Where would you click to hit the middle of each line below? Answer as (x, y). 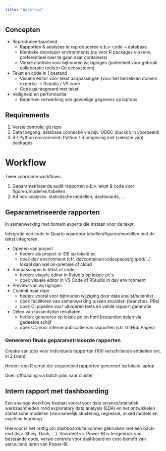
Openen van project (32, 249)
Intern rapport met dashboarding (57, 391)
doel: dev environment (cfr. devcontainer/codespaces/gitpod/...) (85, 259)
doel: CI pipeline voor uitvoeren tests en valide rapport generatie (85, 306)
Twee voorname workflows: (33, 177)
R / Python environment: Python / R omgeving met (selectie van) (78, 138)
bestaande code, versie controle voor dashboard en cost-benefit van (76, 439)
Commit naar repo (31, 291)
